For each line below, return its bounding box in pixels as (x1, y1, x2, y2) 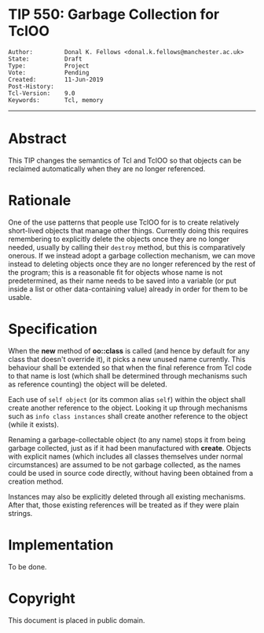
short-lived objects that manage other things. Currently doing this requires (8, 225, 249, 235)
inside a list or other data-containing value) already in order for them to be (8, 284, 248, 294)
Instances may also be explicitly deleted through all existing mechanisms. (8, 492, 246, 501)
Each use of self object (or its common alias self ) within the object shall (8, 394, 246, 404)
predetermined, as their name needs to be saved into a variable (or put (8, 276, 237, 285)
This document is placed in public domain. (8, 615, 145, 625)
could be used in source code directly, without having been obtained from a (8, 468, 254, 477)
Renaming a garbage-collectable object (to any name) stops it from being (8, 434, 246, 445)
